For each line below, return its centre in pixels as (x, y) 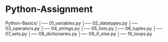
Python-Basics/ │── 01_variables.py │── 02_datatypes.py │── (72, 23)
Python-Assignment (49, 9)
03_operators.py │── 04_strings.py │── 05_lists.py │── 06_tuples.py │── (84, 28)
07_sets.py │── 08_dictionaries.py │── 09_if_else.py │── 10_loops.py (79, 33)
